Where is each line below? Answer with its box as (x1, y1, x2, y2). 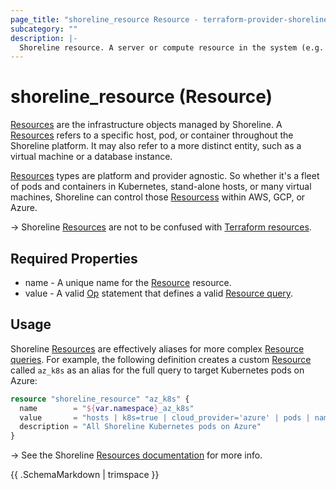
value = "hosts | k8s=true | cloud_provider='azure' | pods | (19, 412, 311, 423)
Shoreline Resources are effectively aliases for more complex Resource (10, 342, 305, 355)
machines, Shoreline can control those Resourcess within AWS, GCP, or (10, 191, 306, 203)
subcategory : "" (10, 24, 78, 34)
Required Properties (10, 250, 138, 267)
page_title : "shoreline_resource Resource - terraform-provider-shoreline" (10, 14, 333, 25)
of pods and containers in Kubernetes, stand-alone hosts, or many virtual (10, 181, 312, 193)
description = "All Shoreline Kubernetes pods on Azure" (19, 422, 262, 432)
